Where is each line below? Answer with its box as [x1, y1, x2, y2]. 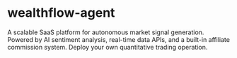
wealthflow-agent [7, 5, 115, 21]
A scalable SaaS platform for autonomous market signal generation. [7, 28, 204, 36]
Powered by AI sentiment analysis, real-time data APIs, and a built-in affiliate [7, 35, 230, 43]
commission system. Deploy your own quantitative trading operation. [7, 43, 208, 51]
